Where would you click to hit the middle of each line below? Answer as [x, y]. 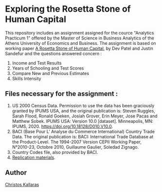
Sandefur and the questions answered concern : [54, 53]
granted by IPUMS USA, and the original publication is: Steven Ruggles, [84, 111]
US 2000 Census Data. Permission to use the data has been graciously [83, 105]
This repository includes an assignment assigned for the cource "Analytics [80, 33]
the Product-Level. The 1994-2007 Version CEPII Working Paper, [77, 142]
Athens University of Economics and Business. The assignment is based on [81, 43]
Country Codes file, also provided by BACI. [55, 152]
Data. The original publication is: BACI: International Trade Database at [83, 136]
